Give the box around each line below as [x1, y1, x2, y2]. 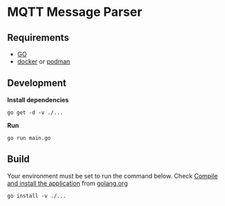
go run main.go [7, 134, 51, 142]
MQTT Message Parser [7, 4, 143, 20]
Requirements [7, 32, 69, 44]
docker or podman [17, 57, 71, 66]
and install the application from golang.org [7, 179, 128, 187]
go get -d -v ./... [7, 109, 64, 116]
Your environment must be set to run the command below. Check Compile [7, 171, 218, 180]
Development [7, 77, 67, 89]
